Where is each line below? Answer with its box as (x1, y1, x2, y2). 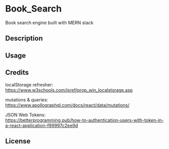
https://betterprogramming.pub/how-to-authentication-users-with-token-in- (5, 117, 164, 123)
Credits (5, 68, 29, 77)
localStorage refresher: (5, 81, 53, 88)
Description (5, 34, 43, 43)
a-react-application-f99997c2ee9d (5, 122, 78, 128)
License (5, 136, 31, 145)
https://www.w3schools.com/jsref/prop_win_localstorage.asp (5, 87, 133, 93)
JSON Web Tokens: (5, 111, 46, 118)
